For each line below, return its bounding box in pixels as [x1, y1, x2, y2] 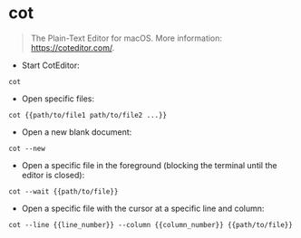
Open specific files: [21, 93, 95, 104]
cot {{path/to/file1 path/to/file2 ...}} [8, 110, 168, 119]
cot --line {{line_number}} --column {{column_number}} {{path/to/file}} [8, 220, 294, 229]
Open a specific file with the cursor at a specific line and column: [21, 203, 265, 214]
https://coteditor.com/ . [30, 42, 115, 52]
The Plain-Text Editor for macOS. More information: [30, 33, 223, 43]
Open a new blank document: [21, 126, 132, 138]
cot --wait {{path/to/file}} [8, 186, 119, 196]
